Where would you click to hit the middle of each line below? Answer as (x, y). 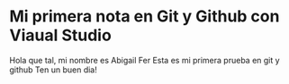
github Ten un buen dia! (53, 70)
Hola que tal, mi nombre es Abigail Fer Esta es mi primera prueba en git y (145, 60)
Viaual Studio (61, 35)
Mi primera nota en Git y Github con (144, 17)
